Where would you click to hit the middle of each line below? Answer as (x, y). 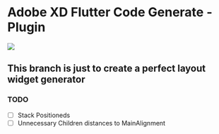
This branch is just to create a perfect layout (107, 69)
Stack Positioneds (44, 115)
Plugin (26, 27)
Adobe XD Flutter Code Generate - (110, 12)
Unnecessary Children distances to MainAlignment (91, 123)
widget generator (46, 79)
